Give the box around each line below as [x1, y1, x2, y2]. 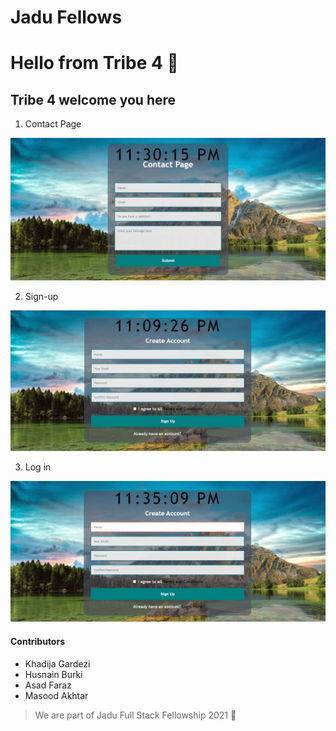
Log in [24, 461, 52, 473]
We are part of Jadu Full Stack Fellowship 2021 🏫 [34, 709, 237, 721]
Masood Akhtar [24, 689, 89, 701]
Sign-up [24, 290, 59, 302]
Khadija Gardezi [24, 657, 91, 670]
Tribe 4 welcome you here [10, 91, 177, 108]
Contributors [10, 636, 66, 648]
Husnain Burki [24, 668, 83, 680]
